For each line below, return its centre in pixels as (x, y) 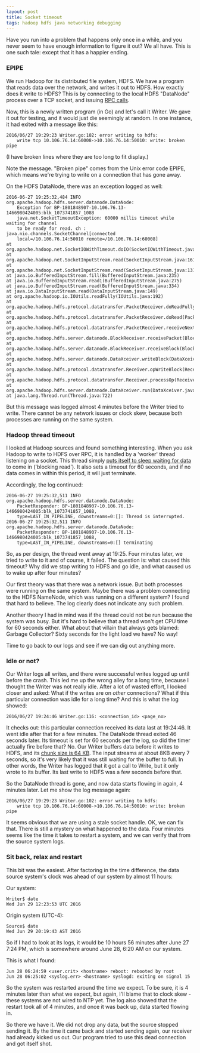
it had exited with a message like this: (52, 124)
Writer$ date (22, 899)
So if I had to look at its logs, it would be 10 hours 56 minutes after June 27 (98, 942)
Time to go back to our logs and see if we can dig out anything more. (91, 645)
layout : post (22, 12)
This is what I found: (31, 960)
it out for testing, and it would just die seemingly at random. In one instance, (99, 118)
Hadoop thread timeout (40, 435)
